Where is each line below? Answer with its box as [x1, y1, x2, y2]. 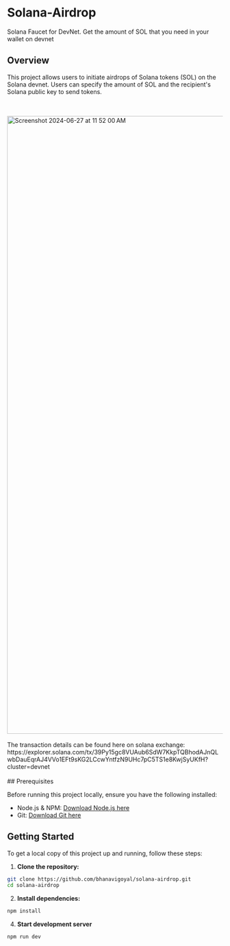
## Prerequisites [7, 777, 54, 785]
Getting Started [7, 831, 75, 842]
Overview [7, 55, 50, 67]
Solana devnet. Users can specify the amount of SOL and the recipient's [7, 80, 211, 89]
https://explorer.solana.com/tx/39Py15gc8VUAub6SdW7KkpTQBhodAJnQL [7, 748, 219, 756]
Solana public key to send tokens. [7, 87, 103, 95]
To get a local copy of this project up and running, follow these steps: [7, 849, 203, 857]
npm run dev [7, 934, 41, 941]
